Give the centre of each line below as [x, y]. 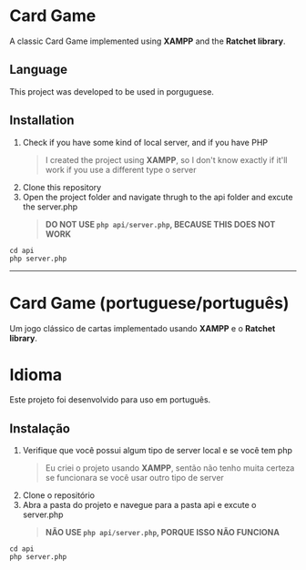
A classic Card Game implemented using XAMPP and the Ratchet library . [148, 41]
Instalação [40, 428]
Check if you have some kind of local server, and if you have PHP [145, 142]
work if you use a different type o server [121, 169]
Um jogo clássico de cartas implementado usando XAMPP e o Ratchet [143, 328]
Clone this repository [62, 187]
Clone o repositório [59, 495]
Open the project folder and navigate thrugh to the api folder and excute [158, 197]
